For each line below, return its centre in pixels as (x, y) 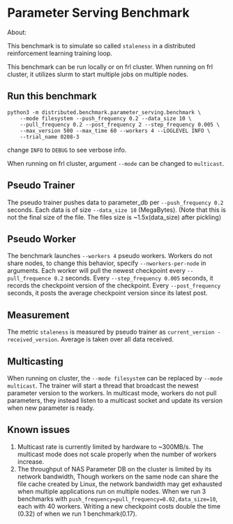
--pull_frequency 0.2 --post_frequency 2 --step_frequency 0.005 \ (120, 125)
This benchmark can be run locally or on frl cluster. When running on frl (110, 66)
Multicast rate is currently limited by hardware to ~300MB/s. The (110, 446)
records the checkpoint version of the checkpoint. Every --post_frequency (114, 285)
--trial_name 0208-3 (50, 137)
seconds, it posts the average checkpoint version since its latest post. (107, 293)
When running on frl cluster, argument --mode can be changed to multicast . (116, 163)
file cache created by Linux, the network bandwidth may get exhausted (120, 483)
